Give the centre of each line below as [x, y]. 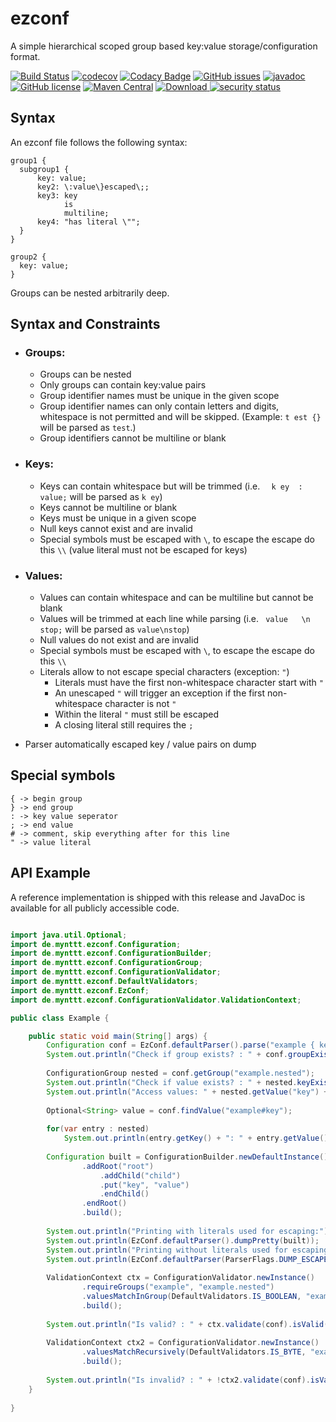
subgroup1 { [44, 169]
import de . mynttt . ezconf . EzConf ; [80, 990]
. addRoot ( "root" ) [118, 1166]
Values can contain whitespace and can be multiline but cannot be [176, 598]
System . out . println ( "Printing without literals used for [167, 1250]
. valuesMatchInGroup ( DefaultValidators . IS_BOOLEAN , [191, 1297]
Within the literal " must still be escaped [137, 714]
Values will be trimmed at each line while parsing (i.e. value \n [175, 619]
